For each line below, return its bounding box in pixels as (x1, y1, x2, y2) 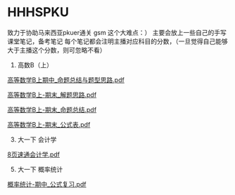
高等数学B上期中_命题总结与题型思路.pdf (7, 75, 125, 84)
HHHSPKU (7, 4, 69, 20)
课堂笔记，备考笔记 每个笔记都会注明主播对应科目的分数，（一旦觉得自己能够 (7, 36, 228, 46)
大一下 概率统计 (17, 165, 63, 173)
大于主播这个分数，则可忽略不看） (7, 46, 106, 54)
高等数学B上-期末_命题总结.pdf (7, 105, 97, 114)
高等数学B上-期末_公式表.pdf (7, 120, 91, 128)
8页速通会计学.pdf (7, 150, 61, 159)
